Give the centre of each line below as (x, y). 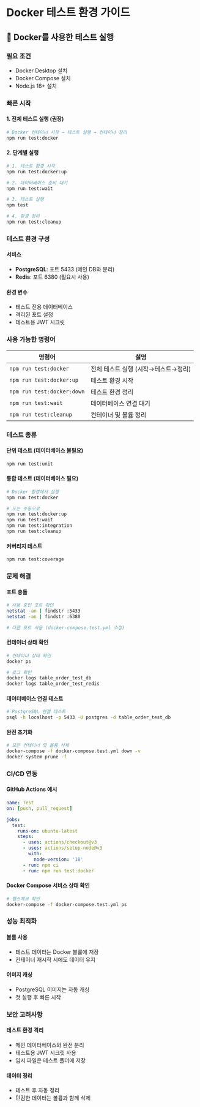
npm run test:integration (39, 526)
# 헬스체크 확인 (23, 899)
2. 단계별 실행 (23, 153)
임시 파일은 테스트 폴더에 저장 (50, 1060)
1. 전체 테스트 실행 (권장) (35, 119)
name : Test (20, 803)
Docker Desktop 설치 (41, 70)
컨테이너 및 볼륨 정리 (119, 415)
